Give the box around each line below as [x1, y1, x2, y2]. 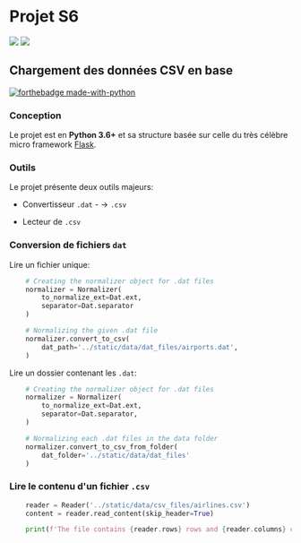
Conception [9, 109, 62, 122]
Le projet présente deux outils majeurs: [9, 182, 154, 193]
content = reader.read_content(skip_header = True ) [25, 509, 215, 518]
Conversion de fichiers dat [9, 239, 127, 252]
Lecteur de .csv [21, 217, 82, 228]
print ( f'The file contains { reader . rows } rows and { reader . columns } [25, 525, 287, 534]
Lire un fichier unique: [9, 259, 90, 270]
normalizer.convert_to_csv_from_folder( [25, 442, 178, 452]
